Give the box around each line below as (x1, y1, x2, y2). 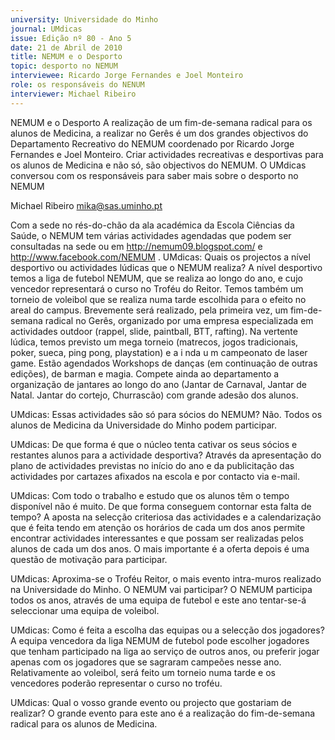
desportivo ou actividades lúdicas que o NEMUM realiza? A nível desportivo (10, 261, 323, 273)
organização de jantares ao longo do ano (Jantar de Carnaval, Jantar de (10, 378, 307, 390)
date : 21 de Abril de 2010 (10, 42, 123, 53)
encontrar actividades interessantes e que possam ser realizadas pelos (10, 532, 304, 544)
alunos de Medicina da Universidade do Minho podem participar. (10, 419, 277, 431)
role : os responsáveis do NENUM (10, 80, 145, 90)
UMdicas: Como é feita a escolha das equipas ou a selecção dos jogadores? (10, 624, 325, 636)
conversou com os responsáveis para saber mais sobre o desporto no (10, 169, 299, 181)
